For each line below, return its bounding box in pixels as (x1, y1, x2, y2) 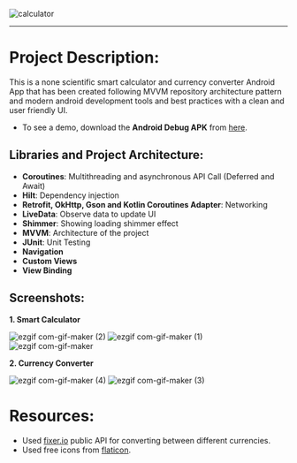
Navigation (21, 246, 64, 256)
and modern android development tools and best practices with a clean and (9, 95, 285, 106)
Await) (21, 180, 46, 191)
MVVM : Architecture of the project (21, 227, 149, 238)
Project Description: (9, 48, 160, 68)
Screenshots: (9, 291, 86, 306)
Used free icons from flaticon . (21, 444, 132, 455)
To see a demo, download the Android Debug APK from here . (21, 122, 247, 133)
